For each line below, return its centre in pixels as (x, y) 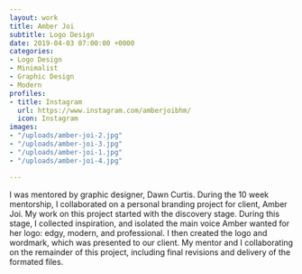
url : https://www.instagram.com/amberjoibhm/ (105, 110)
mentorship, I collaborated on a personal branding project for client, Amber (148, 203)
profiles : (28, 93)
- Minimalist (34, 69)
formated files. (37, 261)
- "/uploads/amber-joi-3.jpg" (66, 144)
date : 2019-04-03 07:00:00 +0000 (72, 43)
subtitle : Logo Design (52, 34)
